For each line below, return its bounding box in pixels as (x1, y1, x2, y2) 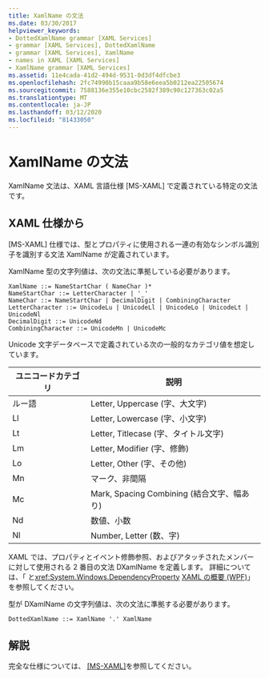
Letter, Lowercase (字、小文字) (90, 413, 207, 424)
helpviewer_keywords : (8, 26, 81, 34)
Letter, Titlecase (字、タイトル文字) (90, 427, 224, 439)
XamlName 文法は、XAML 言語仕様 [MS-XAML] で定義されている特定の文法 (8, 181, 258, 191)
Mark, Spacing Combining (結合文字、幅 (90, 487, 242, 499)
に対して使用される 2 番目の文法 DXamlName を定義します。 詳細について (8, 562, 251, 572)
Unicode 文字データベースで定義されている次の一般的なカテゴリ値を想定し (8, 339, 255, 349)
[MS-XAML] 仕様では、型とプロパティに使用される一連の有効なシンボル (8, 239, 246, 249)
